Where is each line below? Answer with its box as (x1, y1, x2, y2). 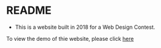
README (6, 4, 52, 17)
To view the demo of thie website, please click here (6, 35, 134, 42)
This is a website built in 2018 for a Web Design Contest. (14, 23, 156, 31)
